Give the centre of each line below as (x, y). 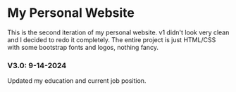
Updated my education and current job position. (77, 81)
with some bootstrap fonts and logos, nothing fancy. (83, 47)
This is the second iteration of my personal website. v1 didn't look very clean (118, 32)
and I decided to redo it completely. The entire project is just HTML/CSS (112, 39)
